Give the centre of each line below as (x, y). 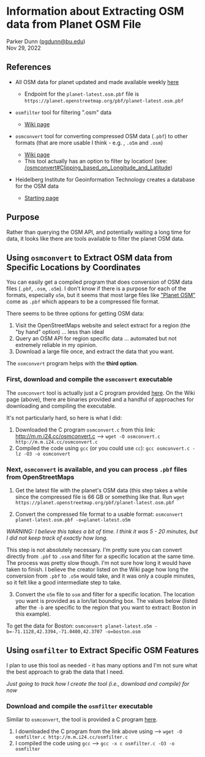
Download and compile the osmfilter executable (80, 706)
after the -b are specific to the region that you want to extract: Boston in (106, 607)
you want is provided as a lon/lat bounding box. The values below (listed (106, 600)
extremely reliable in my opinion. (56, 345)
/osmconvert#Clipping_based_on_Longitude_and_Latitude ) (99, 168)
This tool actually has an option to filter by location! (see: (96, 161)
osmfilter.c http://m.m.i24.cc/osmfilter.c (72, 737)
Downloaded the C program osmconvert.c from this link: (85, 429)
